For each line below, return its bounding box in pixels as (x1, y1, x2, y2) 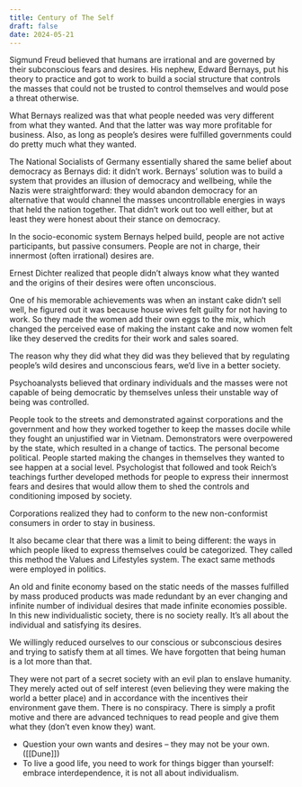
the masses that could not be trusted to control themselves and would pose (9, 83, 289, 95)
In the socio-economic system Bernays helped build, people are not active (9, 231, 285, 242)
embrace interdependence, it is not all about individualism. (22, 767, 240, 779)
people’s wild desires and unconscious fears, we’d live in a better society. (9, 360, 281, 371)
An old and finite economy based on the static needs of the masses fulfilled (9, 582, 289, 593)
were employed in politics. (9, 564, 107, 574)
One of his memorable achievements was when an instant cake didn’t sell (9, 294, 281, 306)
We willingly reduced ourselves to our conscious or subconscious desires (9, 637, 282, 648)
